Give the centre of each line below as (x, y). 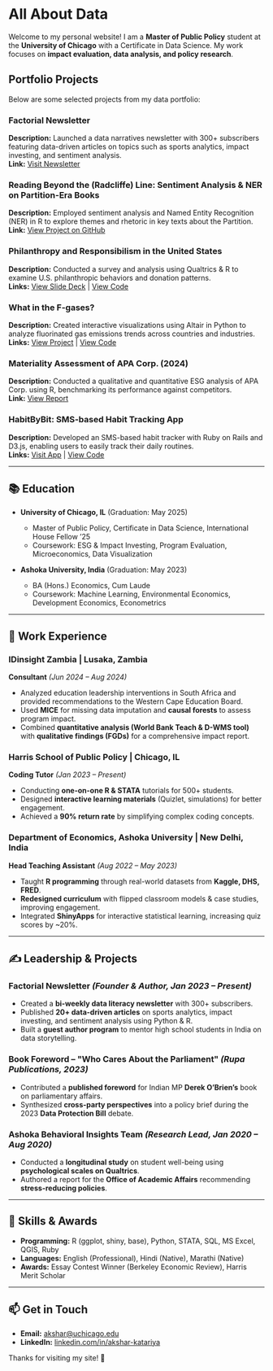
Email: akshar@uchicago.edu (69, 1333)
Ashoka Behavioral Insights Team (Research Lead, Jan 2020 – (133, 1134)
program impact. (48, 719)
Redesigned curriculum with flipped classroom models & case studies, (139, 898)
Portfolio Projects (54, 79)
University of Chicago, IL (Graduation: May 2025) (104, 513)
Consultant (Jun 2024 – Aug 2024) (68, 677)
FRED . (30, 890)
